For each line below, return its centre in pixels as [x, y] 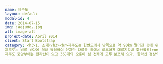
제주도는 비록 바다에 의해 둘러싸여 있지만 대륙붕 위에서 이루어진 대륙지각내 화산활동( [78, 50]
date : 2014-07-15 [23, 23]
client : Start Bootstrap [30, 41]
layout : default [21, 14]
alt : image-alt [20, 32]
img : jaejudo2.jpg [24, 27]
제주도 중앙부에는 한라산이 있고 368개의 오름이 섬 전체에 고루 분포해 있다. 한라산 [76, 54]
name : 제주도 [16, 9]
